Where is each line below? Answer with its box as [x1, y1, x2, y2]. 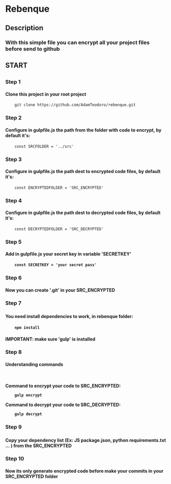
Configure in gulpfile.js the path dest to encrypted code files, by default [5, 169, 161, 175]
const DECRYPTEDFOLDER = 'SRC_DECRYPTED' [14, 226, 104, 232]
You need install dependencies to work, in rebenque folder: [5, 313, 134, 320]
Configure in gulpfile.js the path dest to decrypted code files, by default [5, 209, 161, 216]
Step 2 [5, 114, 22, 121]
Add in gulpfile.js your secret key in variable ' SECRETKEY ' [5, 251, 132, 257]
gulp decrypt [14, 411, 42, 416]
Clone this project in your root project [5, 91, 87, 97]
